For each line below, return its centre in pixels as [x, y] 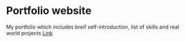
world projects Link [30, 33]
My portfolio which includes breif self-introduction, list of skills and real [92, 27]
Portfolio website [49, 11]
